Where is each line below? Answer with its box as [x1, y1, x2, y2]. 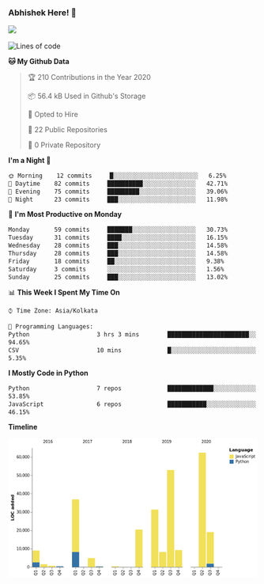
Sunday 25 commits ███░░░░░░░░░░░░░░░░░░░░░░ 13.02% [8, 273, 228, 282]
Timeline [8, 423, 38, 432]
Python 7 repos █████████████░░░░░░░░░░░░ [8, 385, 257, 392]
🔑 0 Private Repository [27, 140, 101, 150]
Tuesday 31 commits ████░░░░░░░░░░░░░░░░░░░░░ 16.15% [8, 233, 228, 242]
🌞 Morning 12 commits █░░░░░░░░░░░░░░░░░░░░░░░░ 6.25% [8, 172, 227, 180]
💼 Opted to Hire [27, 110, 79, 119]
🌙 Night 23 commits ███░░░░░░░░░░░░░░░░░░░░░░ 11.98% [8, 195, 228, 204]
